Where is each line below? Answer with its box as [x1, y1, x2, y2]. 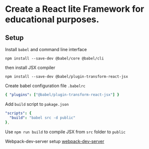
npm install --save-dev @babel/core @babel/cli [5, 56, 104, 61]
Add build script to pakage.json [5, 101, 69, 107]
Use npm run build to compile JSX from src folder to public [5, 129, 126, 135]
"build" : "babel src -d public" [9, 115, 76, 120]
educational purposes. [5, 14, 99, 25]
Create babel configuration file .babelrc [5, 83, 86, 89]
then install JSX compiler [5, 65, 55, 70]
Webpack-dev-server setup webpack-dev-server [5, 138, 104, 144]
